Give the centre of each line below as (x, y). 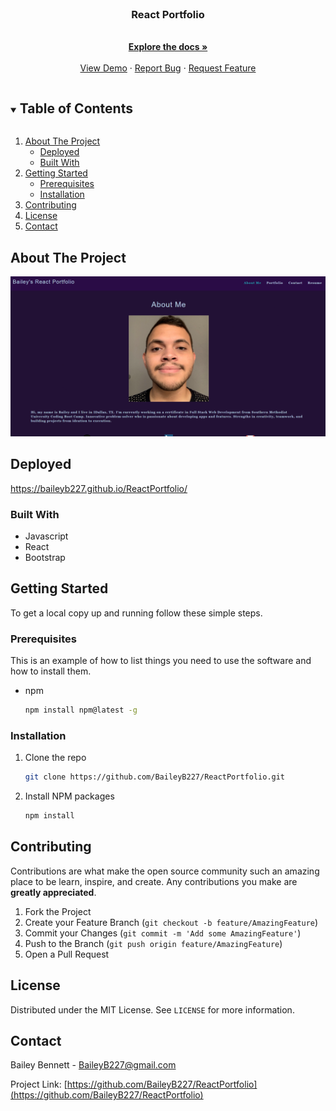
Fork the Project (58, 911)
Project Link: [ (39, 1084)
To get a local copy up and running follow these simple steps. (136, 613)
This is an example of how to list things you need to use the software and (161, 661)
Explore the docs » (168, 47)
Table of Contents (76, 108)
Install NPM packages (69, 796)
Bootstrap (45, 557)
